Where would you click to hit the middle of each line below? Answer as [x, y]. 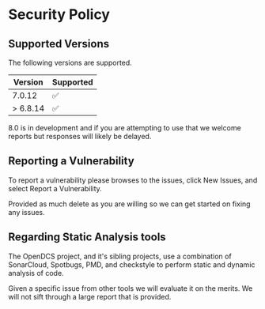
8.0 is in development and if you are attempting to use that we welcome [125, 128]
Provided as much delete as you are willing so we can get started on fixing [129, 204]
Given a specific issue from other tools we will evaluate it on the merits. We [131, 288]
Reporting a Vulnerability [71, 161]
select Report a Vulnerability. [55, 188]
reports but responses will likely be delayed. [80, 136]
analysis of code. [36, 273]
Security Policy [59, 15]
